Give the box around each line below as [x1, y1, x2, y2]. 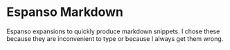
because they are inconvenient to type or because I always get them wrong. [6, 34, 224, 42]
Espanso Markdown [6, 4, 124, 20]
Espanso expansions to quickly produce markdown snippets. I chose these [6, 27, 220, 35]
